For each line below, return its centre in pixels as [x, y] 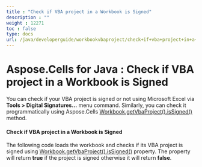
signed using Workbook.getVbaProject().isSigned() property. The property [98, 151]
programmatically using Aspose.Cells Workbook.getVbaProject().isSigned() [99, 111]
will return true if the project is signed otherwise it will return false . [89, 158]
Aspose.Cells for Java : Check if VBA [100, 69]
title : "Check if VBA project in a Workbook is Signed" [79, 12]
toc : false [21, 29]
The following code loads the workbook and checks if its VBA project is [95, 145]
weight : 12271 [25, 23]
